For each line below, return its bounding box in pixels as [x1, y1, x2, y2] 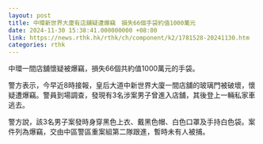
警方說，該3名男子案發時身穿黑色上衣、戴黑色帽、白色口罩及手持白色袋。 [8, 117, 249, 127]
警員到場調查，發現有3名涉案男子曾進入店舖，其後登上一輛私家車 [42, 90, 256, 100]
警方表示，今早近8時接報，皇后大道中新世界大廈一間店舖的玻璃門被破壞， [8, 81, 249, 90]
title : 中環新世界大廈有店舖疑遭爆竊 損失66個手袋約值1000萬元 [8, 19, 196, 27]
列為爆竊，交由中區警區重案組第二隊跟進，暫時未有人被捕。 [14, 127, 210, 137]
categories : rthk [8, 41, 66, 49]
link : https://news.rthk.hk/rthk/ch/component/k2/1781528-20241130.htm [8, 33, 250, 42]
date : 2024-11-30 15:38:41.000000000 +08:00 [8, 26, 158, 34]
